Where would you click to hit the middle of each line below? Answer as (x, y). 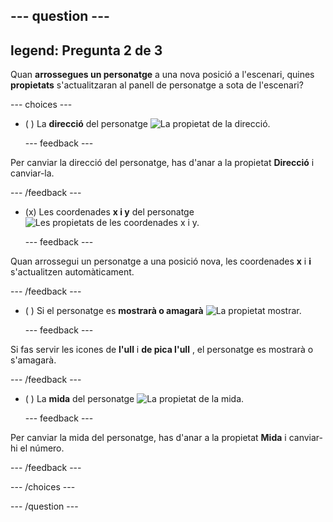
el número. (42, 448)
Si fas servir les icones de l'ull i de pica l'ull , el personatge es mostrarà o (162, 350)
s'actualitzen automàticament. (72, 272)
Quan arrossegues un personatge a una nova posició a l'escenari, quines (162, 75)
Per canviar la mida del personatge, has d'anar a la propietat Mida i (148, 438)
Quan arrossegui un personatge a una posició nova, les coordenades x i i (161, 261)
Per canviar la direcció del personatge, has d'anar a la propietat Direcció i (162, 163)
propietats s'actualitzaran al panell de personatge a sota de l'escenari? (157, 85)
